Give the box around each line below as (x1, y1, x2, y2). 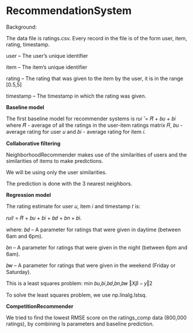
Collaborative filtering (6, 140, 61, 147)
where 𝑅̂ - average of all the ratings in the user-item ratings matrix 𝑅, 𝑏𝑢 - (6, 122, 183, 129)
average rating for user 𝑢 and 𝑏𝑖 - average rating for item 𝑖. (6, 128, 146, 135)
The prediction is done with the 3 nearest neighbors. (6, 180, 133, 187)
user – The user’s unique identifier (6, 52, 88, 59)
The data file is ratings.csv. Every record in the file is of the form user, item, (6, 34, 187, 41)
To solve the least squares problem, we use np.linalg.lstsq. (6, 291, 147, 299)
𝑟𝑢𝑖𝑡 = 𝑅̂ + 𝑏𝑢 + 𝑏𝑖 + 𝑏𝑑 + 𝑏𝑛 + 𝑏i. (6, 214, 82, 221)
